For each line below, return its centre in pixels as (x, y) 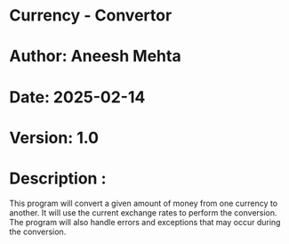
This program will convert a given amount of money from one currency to (144, 203)
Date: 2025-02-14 (77, 97)
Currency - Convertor (91, 16)
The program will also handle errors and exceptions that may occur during (145, 222)
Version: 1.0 (54, 138)
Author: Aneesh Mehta (95, 57)
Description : (58, 178)
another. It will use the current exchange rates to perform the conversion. (143, 212)
